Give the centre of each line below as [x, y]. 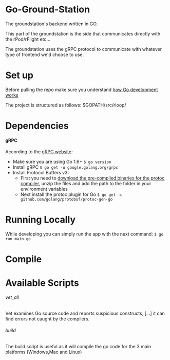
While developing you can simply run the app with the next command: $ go [84, 234]
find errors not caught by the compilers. [48, 319]
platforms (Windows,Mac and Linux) [44, 352]
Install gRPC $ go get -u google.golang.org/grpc [65, 167]
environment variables [44, 189]
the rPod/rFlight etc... [28, 39]
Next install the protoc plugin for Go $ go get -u [71, 194]
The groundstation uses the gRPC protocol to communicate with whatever [84, 49]
